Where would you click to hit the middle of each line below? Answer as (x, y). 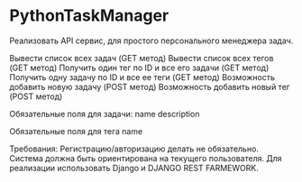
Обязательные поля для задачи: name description (105, 114)
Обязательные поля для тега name (76, 131)
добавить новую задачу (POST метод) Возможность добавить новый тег (150, 86)
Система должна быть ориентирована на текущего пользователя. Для (146, 158)
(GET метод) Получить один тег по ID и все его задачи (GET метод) (139, 68)
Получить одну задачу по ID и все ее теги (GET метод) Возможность (142, 77)
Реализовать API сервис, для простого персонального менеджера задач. (151, 41)
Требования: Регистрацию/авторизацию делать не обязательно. (134, 149)
